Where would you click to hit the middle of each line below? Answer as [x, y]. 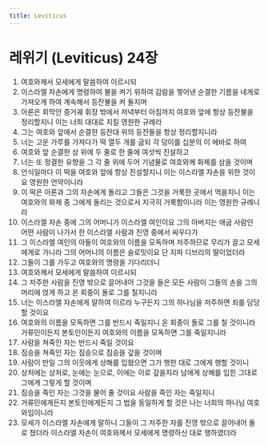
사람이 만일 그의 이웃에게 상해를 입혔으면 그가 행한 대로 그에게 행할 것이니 [135, 362]
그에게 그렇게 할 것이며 [56, 382]
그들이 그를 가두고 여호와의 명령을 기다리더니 [90, 262]
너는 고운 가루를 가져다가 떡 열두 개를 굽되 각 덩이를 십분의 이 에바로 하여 [134, 142]
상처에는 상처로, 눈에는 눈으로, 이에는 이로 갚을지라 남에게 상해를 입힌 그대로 [139, 372]
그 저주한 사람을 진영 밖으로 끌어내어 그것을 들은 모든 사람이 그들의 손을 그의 [139, 282]
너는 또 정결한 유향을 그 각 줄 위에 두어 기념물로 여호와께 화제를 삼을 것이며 [137, 162]
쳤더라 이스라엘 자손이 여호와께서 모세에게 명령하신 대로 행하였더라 [133, 432]
